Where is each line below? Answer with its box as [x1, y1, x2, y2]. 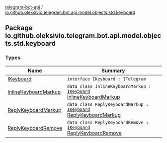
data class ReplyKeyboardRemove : [67, 119, 149, 125]
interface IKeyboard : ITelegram [67, 76, 146, 81]
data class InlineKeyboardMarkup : [67, 83, 152, 89]
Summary [101, 67, 125, 74]
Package [5, 24, 33, 32]
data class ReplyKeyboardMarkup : [67, 101, 149, 107]
